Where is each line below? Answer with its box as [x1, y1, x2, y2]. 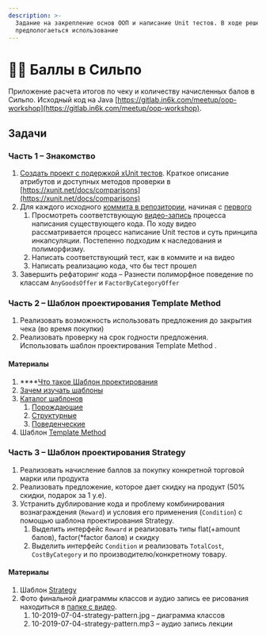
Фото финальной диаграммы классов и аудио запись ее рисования [19, 594, 249, 603]
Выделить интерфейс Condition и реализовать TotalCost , [31, 541, 224, 550]
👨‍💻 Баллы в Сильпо [8, 60, 142, 79]
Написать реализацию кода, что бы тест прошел [31, 261, 197, 270]
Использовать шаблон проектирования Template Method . [19, 341, 217, 351]
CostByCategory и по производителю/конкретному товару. [31, 549, 227, 559]
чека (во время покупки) [19, 324, 104, 334]
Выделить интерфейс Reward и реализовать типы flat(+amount [31, 524, 241, 534]
